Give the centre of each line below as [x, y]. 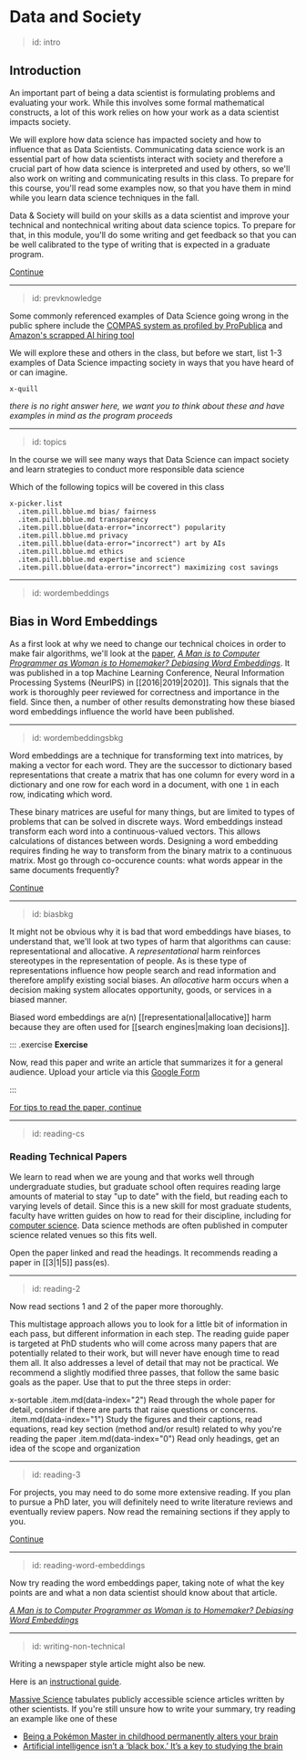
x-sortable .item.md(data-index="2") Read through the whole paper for [143, 1400]
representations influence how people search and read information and [143, 970]
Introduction [46, 71]
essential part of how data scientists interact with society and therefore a [147, 159]
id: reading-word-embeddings [88, 1565]
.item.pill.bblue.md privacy [73, 536]
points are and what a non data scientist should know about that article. [143, 1592]
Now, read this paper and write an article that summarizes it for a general [147, 1062]
